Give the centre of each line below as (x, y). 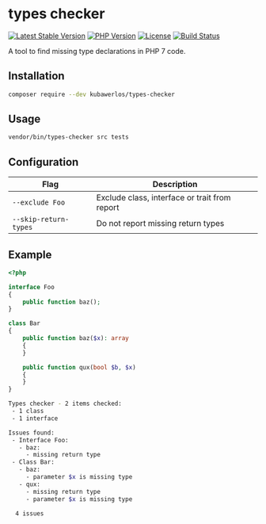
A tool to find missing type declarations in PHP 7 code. (97, 51)
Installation (36, 76)
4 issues (30, 513)
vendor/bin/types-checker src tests (68, 137)
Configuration (44, 162)
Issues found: (32, 433)
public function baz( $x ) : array (76, 338)
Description (175, 185)
